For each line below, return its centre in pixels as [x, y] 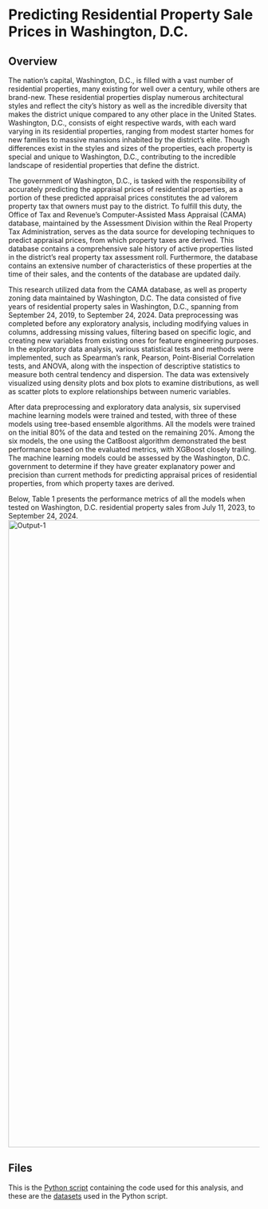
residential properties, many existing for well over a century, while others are [134, 89]
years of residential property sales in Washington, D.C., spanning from [124, 306]
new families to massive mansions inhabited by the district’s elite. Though [129, 140]
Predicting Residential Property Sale [131, 15]
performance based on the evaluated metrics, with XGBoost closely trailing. [132, 449]
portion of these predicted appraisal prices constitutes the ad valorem [123, 198]
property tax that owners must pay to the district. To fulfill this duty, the [125, 206]
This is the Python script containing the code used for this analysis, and [126, 1187]
